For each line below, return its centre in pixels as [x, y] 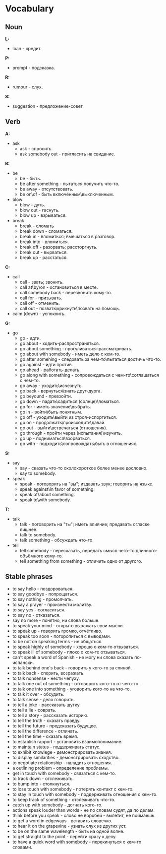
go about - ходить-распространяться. [60, 343]
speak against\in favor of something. [57, 489]
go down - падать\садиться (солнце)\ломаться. [70, 401]
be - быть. [30, 178]
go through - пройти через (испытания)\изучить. [71, 433]
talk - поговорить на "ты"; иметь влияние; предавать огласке [85, 524]
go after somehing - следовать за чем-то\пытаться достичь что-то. [90, 359]
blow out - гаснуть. [40, 210]
